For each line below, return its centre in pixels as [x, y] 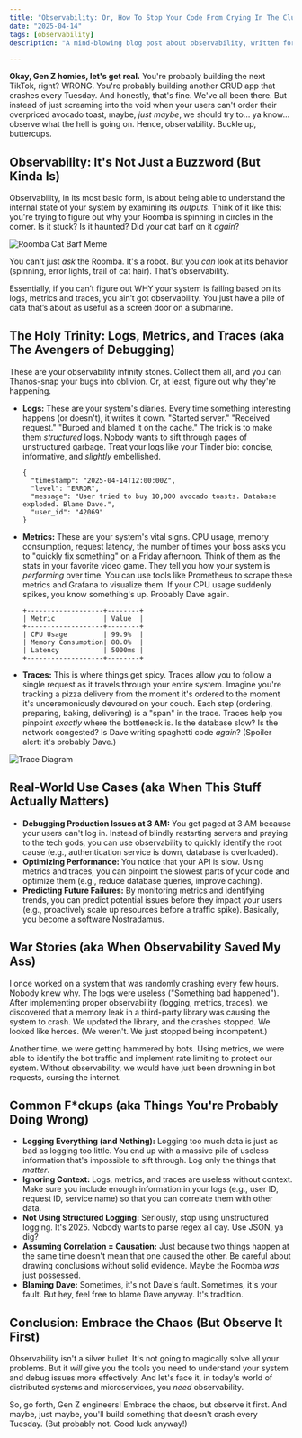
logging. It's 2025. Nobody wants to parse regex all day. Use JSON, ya [153, 1227]
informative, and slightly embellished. [92, 456]
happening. [30, 391]
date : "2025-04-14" [46, 26]
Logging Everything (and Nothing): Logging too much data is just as [150, 1142]
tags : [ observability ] [52, 34]
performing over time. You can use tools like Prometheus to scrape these [157, 575]
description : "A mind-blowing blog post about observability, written [144, 43]
